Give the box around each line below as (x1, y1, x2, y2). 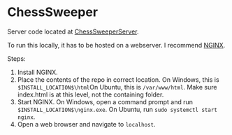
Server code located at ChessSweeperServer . (7, 27, 139, 36)
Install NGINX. (17, 68, 58, 76)
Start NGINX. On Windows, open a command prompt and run (17, 97, 194, 106)
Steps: (7, 54, 26, 63)
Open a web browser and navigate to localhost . (17, 120, 156, 128)
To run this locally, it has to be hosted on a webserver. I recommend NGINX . (7, 41, 226, 49)
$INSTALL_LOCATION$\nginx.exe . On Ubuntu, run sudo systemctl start (17, 105, 218, 113)
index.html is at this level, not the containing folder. (17, 90, 164, 99)
